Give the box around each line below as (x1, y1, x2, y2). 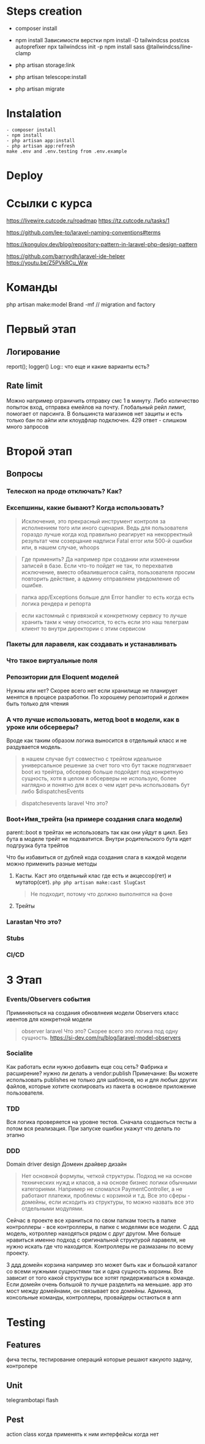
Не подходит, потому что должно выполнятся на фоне (30, 891, 173, 898)
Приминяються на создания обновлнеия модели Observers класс (6, 1009, 179, 1016)
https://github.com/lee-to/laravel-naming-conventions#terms (6, 229, 161, 236)
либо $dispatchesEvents (21, 788, 84, 795)
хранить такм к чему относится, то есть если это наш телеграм (21, 618, 189, 626)
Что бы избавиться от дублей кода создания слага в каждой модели (6, 854, 187, 861)
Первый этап (6, 322, 76, 336)
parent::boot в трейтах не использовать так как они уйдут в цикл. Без (6, 829, 188, 836)
